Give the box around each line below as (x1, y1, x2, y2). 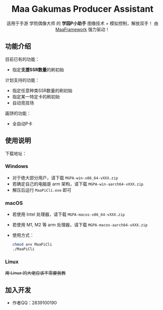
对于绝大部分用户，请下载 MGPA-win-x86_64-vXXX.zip (12, 174, 118, 180)
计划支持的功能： (5, 77, 40, 83)
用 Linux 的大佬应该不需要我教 (5, 270, 66, 276)
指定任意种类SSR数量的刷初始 (12, 87, 73, 93)
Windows (5, 163, 28, 170)
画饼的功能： (5, 110, 31, 116)
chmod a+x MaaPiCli (12, 242, 53, 247)
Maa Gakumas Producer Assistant (11, 3, 154, 15)
